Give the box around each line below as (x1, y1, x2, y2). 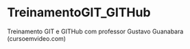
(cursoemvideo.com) (7, 34, 67, 42)
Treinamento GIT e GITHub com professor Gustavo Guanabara (7, 27, 184, 35)
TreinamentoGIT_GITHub (7, 5, 151, 20)
